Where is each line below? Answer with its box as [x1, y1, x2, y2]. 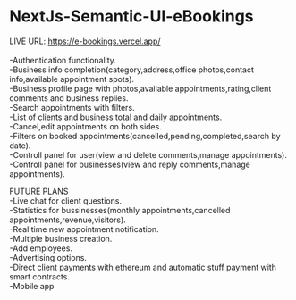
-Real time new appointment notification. [9, 223, 159, 234]
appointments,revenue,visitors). [9, 214, 127, 225]
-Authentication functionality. [9, 54, 116, 65]
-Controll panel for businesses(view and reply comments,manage [9, 159, 250, 170]
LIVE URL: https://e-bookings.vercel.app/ [9, 36, 161, 46]
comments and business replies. [9, 92, 129, 104]
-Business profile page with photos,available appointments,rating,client [9, 83, 272, 94]
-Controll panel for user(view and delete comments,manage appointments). [9, 149, 288, 160]
